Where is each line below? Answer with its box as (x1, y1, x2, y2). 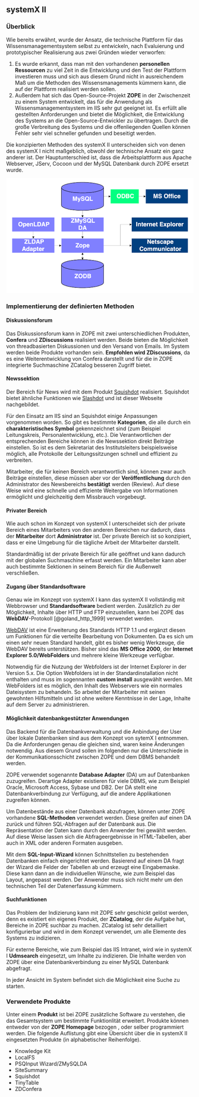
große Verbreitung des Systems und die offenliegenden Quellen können (14, 123, 191, 130)
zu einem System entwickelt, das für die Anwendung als (14, 98, 153, 105)
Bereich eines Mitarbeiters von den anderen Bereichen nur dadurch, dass (6, 527, 186, 534)
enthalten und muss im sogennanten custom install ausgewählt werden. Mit (6, 676, 192, 683)
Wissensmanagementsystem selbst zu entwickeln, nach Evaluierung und (6, 42, 185, 49)
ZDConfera (14, 1086, 42, 1093)
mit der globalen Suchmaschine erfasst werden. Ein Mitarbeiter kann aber (6, 557, 187, 564)
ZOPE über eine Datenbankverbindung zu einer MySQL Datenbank (6, 958, 169, 965)
